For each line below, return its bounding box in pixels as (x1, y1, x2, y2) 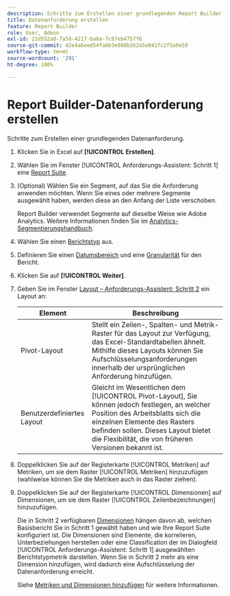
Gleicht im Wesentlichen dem (91, 382, 186, 392)
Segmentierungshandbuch (16, 224, 92, 232)
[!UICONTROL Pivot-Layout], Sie (91, 391, 198, 401)
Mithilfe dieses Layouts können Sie (91, 345, 204, 355)
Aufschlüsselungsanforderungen (91, 354, 197, 364)
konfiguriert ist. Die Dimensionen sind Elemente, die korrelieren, (16, 531, 197, 539)
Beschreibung (132, 308, 179, 318)
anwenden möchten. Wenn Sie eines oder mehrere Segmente (16, 188, 191, 197)
